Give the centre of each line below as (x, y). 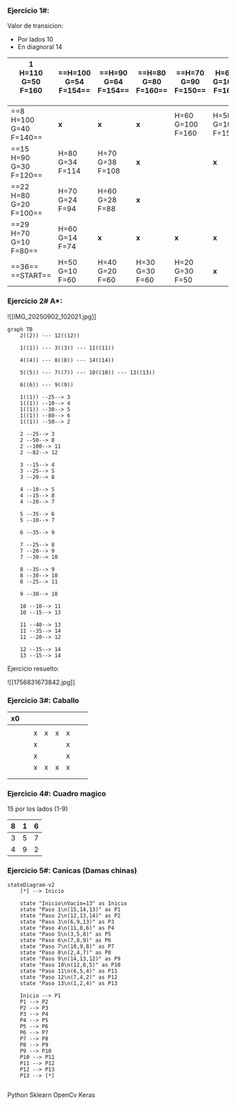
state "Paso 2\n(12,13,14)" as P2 (70, 916)
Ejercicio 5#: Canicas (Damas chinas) (72, 870)
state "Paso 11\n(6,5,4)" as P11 (69, 971)
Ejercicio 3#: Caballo (43, 700)
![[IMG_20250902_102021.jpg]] (52, 316)
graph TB (20, 329)
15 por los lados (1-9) (38, 809)
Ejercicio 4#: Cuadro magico (57, 793)
